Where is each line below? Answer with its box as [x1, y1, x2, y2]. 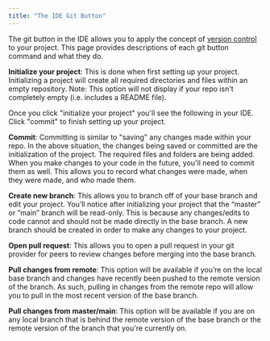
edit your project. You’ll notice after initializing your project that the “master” [8, 199, 261, 209]
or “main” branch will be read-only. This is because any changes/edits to [8, 207, 250, 218]
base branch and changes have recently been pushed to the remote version [8, 273, 260, 283]
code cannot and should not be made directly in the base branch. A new [8, 216, 248, 226]
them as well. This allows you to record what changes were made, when [8, 166, 248, 176]
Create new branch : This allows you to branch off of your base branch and [8, 190, 258, 200]
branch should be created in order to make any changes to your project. [8, 225, 247, 235]
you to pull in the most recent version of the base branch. [8, 290, 199, 300]
